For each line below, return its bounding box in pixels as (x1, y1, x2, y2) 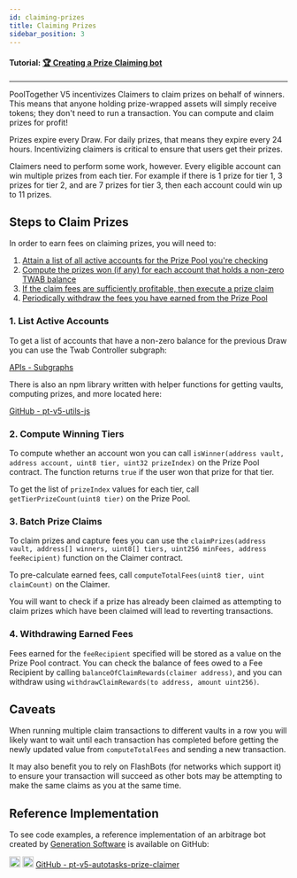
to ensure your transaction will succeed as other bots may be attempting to (9, 771, 283, 781)
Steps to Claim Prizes (9, 214, 130, 229)
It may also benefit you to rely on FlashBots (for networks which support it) (9, 761, 282, 772)
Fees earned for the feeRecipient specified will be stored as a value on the (9, 648, 282, 658)
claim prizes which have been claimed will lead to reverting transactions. (9, 606, 274, 617)
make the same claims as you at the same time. (9, 781, 182, 791)
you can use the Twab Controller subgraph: (9, 345, 168, 355)
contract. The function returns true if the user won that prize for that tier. (9, 466, 275, 477)
